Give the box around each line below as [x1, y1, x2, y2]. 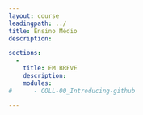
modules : [23, 79, 53, 87]
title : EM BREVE [23, 64, 78, 73]
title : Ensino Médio [8, 27, 78, 35]
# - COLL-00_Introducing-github [8, 87, 136, 95]
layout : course [8, 11, 60, 20]
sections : [8, 49, 42, 57]
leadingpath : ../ [8, 19, 67, 28]
